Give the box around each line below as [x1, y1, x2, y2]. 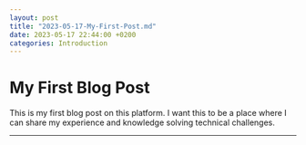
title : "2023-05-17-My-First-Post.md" [9, 22, 157, 31]
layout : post [9, 13, 59, 23]
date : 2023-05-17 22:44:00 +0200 [9, 30, 137, 39]
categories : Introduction [9, 38, 107, 48]
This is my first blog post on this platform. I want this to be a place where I [9, 108, 287, 119]
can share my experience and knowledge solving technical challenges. [9, 117, 275, 128]
